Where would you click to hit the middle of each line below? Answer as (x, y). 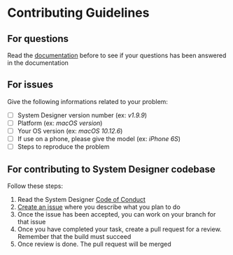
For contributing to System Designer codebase (111, 169)
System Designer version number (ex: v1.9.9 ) (82, 115)
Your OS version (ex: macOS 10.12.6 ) (70, 131)
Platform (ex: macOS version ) (60, 123)
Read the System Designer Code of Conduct (81, 199)
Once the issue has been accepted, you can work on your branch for (116, 214)
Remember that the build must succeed (74, 236)
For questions (38, 39)
